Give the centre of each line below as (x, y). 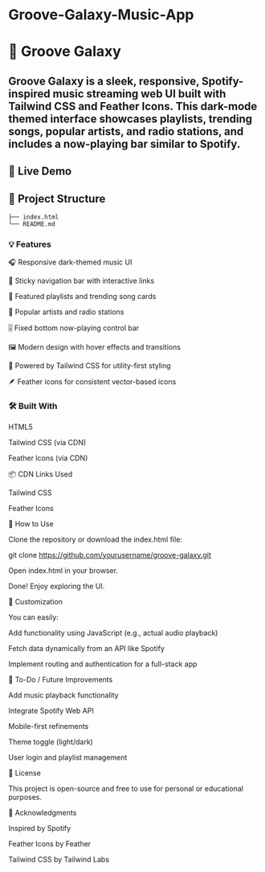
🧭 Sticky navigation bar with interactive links (82, 281)
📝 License (25, 772)
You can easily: (33, 617)
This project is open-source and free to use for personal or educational (126, 788)
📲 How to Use (31, 523)
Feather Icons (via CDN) (48, 458)
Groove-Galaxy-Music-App (101, 15)
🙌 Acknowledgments (43, 813)
